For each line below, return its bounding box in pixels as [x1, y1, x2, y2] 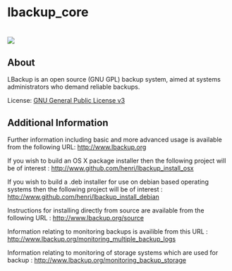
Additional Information [7, 117, 109, 129]
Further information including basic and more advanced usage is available [7, 135, 222, 144]
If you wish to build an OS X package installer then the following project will [7, 156, 226, 165]
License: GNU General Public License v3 [7, 96, 126, 105]
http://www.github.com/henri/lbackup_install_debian [7, 193, 160, 201]
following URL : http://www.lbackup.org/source [7, 214, 145, 222]
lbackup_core [7, 4, 89, 20]
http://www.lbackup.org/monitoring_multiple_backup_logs [7, 235, 176, 243]
